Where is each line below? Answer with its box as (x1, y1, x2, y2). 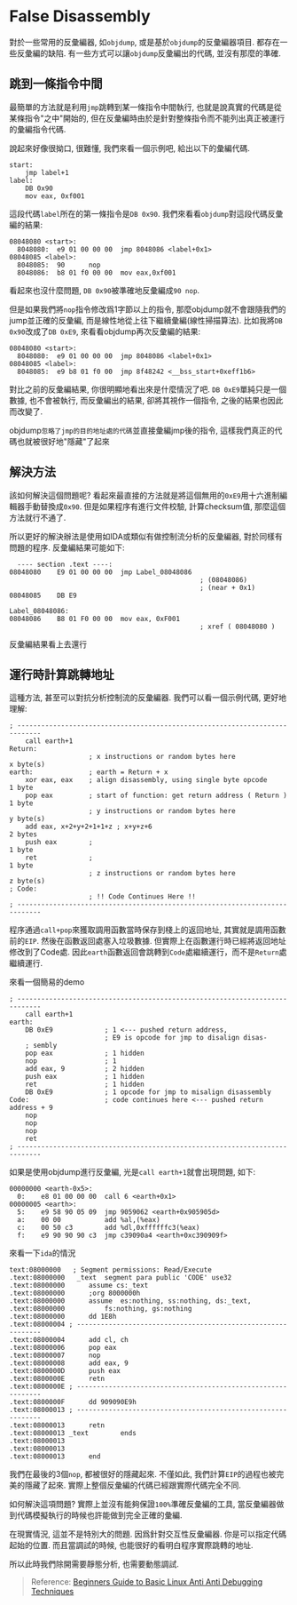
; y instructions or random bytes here (88, 807, 237, 816)
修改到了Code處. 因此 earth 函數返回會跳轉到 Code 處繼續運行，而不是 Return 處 (9, 946, 287, 957)
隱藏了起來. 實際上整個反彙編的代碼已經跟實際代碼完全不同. (24, 1480, 242, 1490)
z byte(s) (9, 877, 46, 886)
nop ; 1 (25, 1057, 117, 1066)
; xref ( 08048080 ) (199, 622, 276, 631)
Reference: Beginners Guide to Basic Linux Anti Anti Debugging (30, 1577, 263, 1587)
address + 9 (9, 1104, 53, 1113)
